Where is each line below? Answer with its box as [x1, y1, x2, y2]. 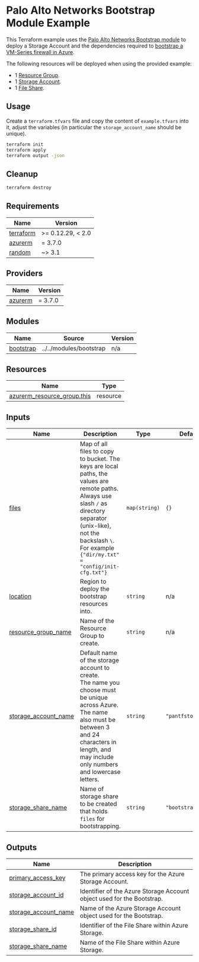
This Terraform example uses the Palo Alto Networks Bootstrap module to [6, 36, 187, 43]
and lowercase [79, 768, 121, 776]
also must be [79, 716, 115, 724]
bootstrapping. [79, 822, 121, 831]
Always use [79, 492, 112, 500]
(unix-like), [79, 522, 111, 530]
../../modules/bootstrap [41, 344, 106, 352]
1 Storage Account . [14, 78, 62, 85]
